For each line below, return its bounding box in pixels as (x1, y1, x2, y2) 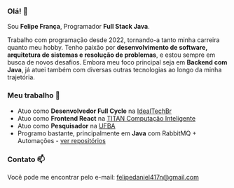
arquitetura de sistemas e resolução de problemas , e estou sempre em (7, 51, 216, 59)
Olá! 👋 (7, 6, 28, 16)
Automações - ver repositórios (17, 136, 106, 145)
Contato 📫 (7, 154, 46, 164)
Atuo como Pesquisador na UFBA (17, 121, 116, 130)
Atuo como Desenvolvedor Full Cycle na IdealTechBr (17, 107, 172, 115)
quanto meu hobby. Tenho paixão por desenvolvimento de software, (7, 43, 208, 52)
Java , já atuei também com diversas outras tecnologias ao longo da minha (7, 66, 222, 74)
